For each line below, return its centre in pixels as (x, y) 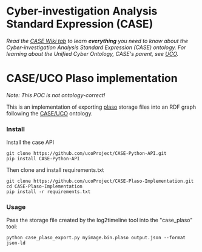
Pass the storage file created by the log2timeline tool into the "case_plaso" (99, 220)
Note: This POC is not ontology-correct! (56, 95)
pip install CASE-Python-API (43, 159)
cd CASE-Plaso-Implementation (45, 186)
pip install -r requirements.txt (49, 192)
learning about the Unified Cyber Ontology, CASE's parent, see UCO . (93, 53)
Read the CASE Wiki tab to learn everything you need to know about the (97, 41)
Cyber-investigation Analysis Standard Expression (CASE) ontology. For (96, 47)
